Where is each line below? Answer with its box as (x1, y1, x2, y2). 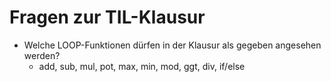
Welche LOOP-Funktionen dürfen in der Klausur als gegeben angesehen (23, 39, 322, 51)
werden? (23, 49, 61, 61)
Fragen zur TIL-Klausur (9, 6, 206, 29)
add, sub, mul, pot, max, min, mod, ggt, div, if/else (38, 60, 246, 72)
